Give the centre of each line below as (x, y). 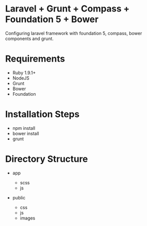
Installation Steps (42, 115)
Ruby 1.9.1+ (24, 73)
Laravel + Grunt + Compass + (67, 9)
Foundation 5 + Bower (52, 19)
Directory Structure (47, 159)
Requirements (35, 59)
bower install (26, 133)
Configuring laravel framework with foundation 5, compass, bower (73, 33)
